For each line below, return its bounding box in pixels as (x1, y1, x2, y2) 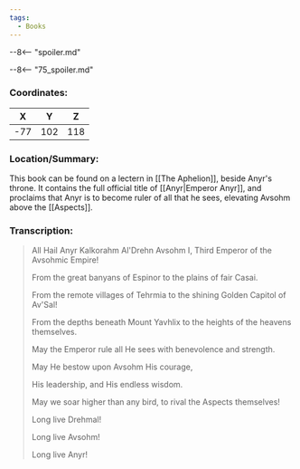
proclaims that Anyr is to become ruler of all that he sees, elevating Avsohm (9, 192, 291, 204)
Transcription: (9, 225, 74, 237)
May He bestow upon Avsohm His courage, (31, 361, 193, 372)
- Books (17, 22, 47, 31)
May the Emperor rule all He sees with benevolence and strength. (31, 344, 276, 355)
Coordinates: (9, 87, 69, 100)
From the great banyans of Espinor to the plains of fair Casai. (31, 273, 258, 283)
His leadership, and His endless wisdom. (31, 379, 183, 390)
